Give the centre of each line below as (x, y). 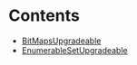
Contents (44, 16)
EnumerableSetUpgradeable (74, 50)
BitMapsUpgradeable (61, 41)
